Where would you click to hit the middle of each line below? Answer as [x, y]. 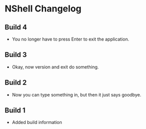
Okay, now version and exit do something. [55, 67]
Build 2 [16, 83]
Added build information [37, 122]
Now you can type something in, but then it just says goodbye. [77, 94]
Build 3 [16, 55]
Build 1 [15, 110]
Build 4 [16, 27]
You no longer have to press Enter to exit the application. [70, 39]
